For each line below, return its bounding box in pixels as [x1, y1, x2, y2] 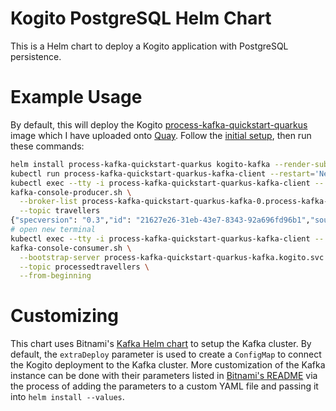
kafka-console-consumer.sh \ [10, 243, 132, 253]
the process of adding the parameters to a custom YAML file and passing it [10, 380, 319, 392]
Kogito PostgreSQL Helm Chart [10, 7, 272, 30]
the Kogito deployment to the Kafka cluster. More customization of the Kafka [10, 359, 326, 371]
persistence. [10, 50, 62, 62]
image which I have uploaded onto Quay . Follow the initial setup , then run [10, 129, 312, 141]
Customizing [10, 305, 119, 327]
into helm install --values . [10, 391, 125, 403]
